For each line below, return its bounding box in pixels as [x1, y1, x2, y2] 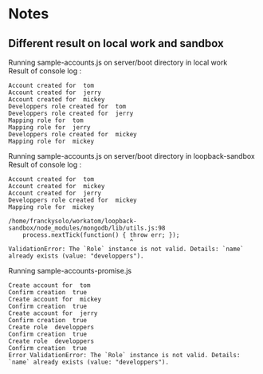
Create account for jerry [8, 309, 98, 317]
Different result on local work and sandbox [8, 37, 225, 50]
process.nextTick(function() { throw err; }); [22, 231, 180, 239]
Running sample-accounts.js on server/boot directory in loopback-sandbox [8, 152, 255, 160]
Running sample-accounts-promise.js [8, 266, 132, 275]
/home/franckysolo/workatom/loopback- [8, 217, 137, 225]
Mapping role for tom [8, 116, 84, 124]
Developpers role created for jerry [8, 109, 134, 117]
